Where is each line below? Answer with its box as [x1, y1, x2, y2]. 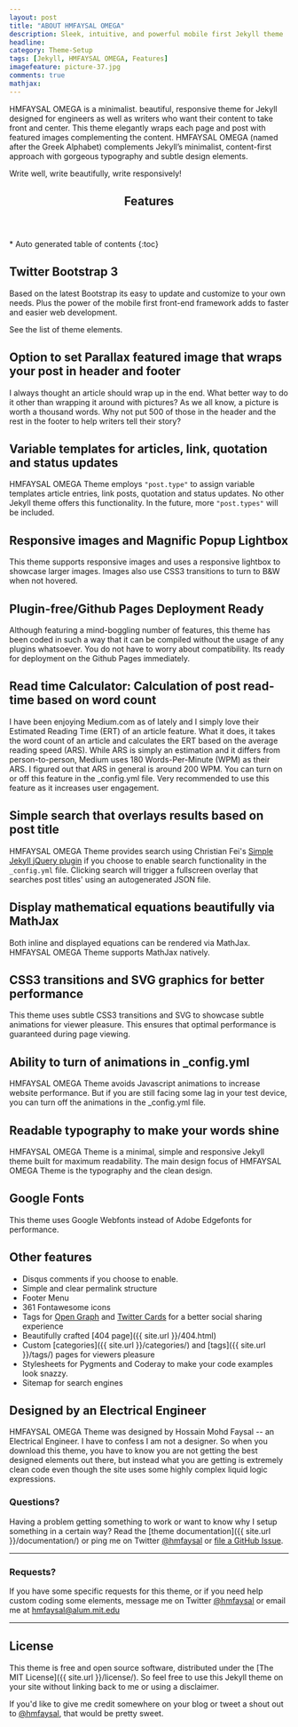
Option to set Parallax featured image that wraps [9, 350, 282, 365]
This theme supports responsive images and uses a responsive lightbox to [9, 556, 281, 567]
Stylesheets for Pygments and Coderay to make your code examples [21, 1358, 273, 1369]
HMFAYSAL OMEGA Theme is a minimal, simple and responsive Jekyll [9, 1146, 264, 1156]
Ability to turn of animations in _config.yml [9, 1054, 250, 1069]
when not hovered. [9, 575, 78, 587]
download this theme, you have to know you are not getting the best [9, 1445, 258, 1456]
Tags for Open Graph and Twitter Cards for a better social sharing [21, 1311, 263, 1322]
